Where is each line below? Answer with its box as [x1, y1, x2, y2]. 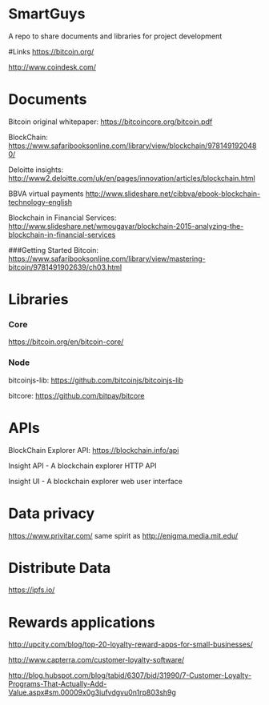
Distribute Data [8, 559, 111, 577]
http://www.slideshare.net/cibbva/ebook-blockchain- [85, 189, 261, 198]
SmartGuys [8, 5, 86, 23]
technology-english [8, 197, 73, 206]
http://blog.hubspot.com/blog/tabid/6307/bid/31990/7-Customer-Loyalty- [8, 671, 252, 680]
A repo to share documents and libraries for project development [8, 31, 223, 41]
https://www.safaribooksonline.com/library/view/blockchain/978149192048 [8, 141, 257, 150]
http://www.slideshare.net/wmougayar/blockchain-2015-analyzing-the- [8, 221, 244, 230]
